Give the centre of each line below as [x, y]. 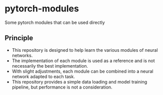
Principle [19, 38]
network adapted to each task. [43, 76]
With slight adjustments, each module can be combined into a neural [82, 71]
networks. [22, 55]
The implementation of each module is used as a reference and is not [83, 61]
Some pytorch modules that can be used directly [55, 22]
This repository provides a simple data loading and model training [79, 82]
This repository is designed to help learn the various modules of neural [85, 50]
